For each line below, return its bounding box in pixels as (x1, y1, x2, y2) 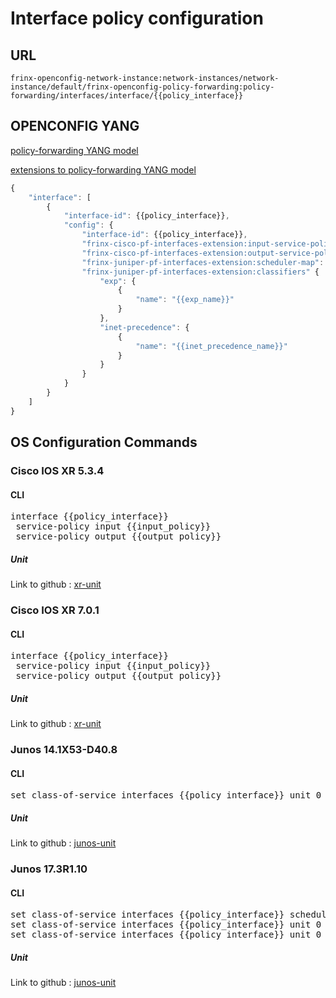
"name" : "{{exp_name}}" (135, 295, 235, 305)
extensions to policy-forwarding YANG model (10, 163, 197, 176)
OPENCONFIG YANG (10, 118, 140, 135)
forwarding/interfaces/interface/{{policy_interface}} (10, 91, 244, 101)
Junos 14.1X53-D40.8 (10, 743, 118, 757)
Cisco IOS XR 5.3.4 (10, 464, 105, 477)
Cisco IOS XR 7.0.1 (10, 603, 100, 617)
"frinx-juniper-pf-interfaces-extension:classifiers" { (81, 267, 320, 277)
